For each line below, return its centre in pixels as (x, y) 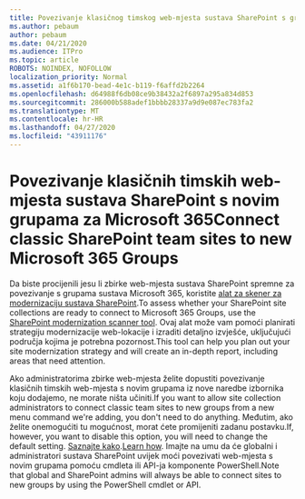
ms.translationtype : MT (54, 111)
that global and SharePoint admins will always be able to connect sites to (146, 474)
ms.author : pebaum (44, 26)
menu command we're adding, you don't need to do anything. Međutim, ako (151, 417)
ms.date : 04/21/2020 (49, 43)
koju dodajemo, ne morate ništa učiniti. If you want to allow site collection (145, 397)
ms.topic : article (44, 60)
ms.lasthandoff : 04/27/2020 (63, 128)
